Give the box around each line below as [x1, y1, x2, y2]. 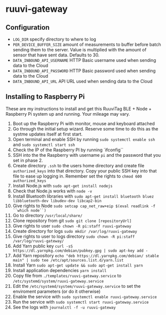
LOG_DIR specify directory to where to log [12, 36, 96, 42]
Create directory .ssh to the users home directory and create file [12, 162, 145, 169]
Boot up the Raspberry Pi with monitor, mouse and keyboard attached [12, 120, 155, 127]
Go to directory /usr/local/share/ [12, 212, 83, 218]
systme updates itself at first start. [12, 131, 83, 137]
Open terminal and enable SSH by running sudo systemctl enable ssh [12, 136, 155, 142]
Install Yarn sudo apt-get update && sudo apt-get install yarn [12, 262, 143, 268]
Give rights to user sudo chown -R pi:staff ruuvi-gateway [12, 223, 131, 228]
